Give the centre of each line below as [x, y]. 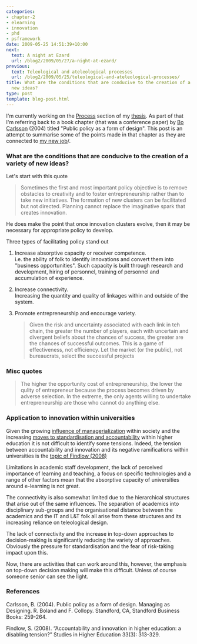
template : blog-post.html [38, 99]
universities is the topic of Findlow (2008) [56, 456]
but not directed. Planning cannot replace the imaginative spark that [103, 206]
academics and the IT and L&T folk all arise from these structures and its [94, 516]
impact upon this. [27, 552]
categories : [21, 11]
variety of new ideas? [38, 163]
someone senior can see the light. [47, 576]
